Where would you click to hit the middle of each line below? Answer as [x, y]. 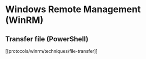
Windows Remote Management [73, 9]
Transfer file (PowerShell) [47, 39]
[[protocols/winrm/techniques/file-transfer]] [51, 51]
